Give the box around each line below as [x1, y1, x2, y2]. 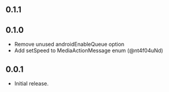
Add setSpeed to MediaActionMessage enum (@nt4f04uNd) [14, 47, 164, 54]
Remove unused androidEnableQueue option [14, 41, 125, 48]
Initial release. [14, 80, 49, 87]
